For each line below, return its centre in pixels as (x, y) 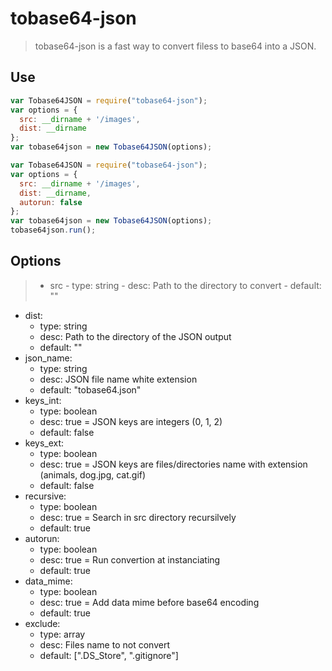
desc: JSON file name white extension (118, 379)
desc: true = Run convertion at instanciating (130, 559)
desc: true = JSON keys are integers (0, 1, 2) (131, 421)
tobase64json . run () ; (53, 230)
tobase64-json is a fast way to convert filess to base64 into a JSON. (175, 46)
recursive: (45, 496)
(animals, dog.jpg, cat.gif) (93, 474)
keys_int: (43, 400)
